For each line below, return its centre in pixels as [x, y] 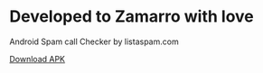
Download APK [38, 59]
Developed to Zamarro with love [132, 17]
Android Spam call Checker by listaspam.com [94, 41]
